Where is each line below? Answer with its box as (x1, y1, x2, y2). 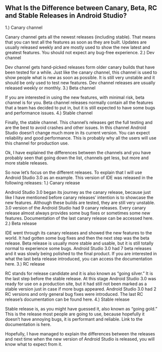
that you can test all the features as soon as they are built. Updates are (5, 39, 147, 45)
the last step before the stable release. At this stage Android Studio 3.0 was (5, 275, 157, 281)
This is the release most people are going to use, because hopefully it (5, 311, 145, 317)
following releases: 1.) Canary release (5, 180, 80, 186)
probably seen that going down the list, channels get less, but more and (5, 155, 149, 161)
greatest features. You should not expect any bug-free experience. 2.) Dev (5, 49, 155, 55)
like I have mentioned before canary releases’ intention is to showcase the (5, 194, 154, 200)
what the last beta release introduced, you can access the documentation (5, 256, 153, 262)
